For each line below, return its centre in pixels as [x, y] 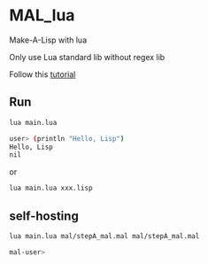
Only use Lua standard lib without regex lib [87, 57]
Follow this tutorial [42, 74]
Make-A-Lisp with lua [48, 40]
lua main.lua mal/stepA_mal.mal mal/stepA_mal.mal [104, 236]
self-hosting [44, 216]
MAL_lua [42, 16]
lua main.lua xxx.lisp [51, 188]
